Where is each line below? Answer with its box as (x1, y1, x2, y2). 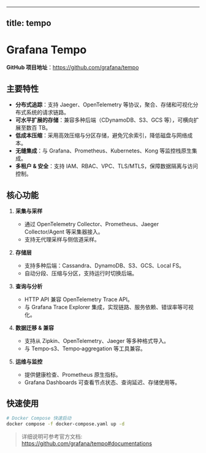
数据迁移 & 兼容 (15, 324, 54, 331)
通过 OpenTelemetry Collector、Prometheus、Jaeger (24, 220, 159, 227)
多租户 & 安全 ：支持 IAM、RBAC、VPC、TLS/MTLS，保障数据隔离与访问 (15, 162, 198, 170)
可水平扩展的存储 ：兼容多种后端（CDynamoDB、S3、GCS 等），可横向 (15, 116, 194, 124)
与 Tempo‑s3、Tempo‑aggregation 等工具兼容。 (24, 345, 146, 352)
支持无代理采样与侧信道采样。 (24, 235, 100, 243)
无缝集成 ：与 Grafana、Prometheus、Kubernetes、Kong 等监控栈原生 (15, 147, 192, 154)
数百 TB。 (26, 124, 51, 132)
